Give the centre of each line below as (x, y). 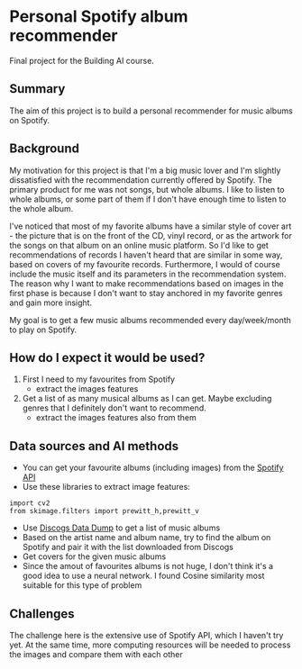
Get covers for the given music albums (94, 556)
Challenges (42, 614)
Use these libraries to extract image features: (106, 487)
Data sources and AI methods (94, 446)
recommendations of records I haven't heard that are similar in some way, (146, 255)
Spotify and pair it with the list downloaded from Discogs (128, 547)
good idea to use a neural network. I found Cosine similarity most (143, 576)
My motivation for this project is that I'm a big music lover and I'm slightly (145, 170)
